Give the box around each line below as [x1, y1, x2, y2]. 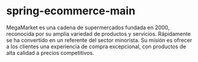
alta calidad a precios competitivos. [6, 49, 94, 56]
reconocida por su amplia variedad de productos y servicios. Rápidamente [6, 30, 191, 37]
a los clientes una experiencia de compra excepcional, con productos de [6, 43, 187, 50]
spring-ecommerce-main [6, 4, 135, 18]
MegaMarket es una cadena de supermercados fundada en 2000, [6, 24, 170, 31]
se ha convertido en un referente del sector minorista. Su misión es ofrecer [6, 36, 193, 44]
